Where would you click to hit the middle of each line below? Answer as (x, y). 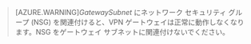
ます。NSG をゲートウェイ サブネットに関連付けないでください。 (122, 32)
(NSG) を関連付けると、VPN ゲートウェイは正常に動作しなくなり (137, 22)
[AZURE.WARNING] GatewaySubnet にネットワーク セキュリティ (121, 12)
